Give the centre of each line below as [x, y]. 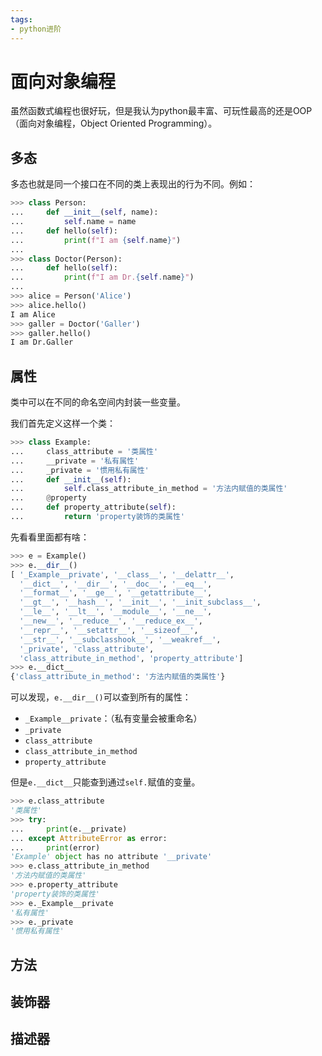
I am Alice [33, 314]
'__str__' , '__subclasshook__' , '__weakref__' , [120, 639]
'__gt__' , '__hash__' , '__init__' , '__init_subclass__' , [140, 602]
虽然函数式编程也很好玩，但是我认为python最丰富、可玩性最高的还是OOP [161, 111]
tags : [21, 19]
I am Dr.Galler [42, 342]
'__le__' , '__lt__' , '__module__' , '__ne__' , [116, 612]
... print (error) [55, 847]
